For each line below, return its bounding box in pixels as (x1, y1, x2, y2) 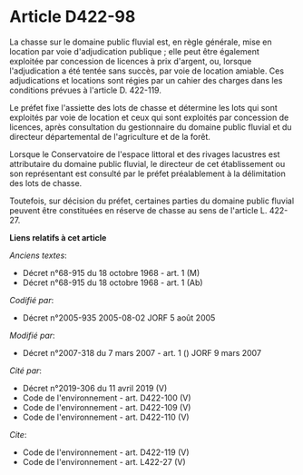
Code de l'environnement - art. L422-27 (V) (22, 456, 186, 467)
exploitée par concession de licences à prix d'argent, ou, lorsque (9, 55, 252, 66)
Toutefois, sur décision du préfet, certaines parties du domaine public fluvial (9, 195, 295, 206)
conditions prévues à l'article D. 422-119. (9, 84, 161, 95)
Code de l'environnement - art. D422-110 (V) (22, 411, 190, 422)
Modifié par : (9, 330, 56, 341)
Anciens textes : (9, 250, 68, 261)
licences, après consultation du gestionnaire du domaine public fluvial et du (9, 121, 292, 133)
